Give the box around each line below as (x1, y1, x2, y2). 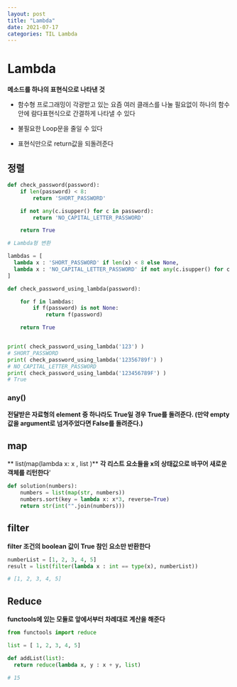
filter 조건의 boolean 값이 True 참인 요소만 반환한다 (7, 541, 151, 551)
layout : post (7, 10, 46, 18)
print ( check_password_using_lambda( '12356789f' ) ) (7, 356, 163, 363)
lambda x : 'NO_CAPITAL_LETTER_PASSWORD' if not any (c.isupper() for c (13, 266, 231, 273)
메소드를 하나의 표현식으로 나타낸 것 (7, 85, 105, 94)
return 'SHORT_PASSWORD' (33, 195, 106, 202)
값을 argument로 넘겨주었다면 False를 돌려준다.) (7, 418, 143, 427)
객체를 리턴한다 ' (7, 468, 51, 477)
